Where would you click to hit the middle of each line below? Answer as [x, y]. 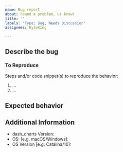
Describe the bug [32, 51]
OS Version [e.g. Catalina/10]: [42, 144]
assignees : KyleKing [26, 28]
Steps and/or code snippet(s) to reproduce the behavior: [61, 76]
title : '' [15, 18]
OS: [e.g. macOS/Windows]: [40, 139]
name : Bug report [23, 9]
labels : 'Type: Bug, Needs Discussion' [45, 23]
